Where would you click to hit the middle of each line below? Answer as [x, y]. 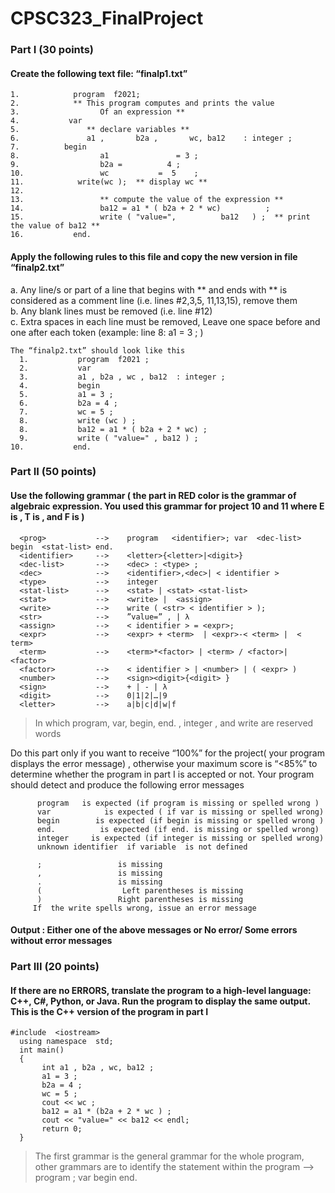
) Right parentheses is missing [140, 899]
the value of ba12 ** [55, 226]
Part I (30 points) [52, 50]
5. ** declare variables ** [100, 130]
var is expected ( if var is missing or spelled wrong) [180, 812]
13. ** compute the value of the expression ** [147, 200]
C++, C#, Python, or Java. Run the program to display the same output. [160, 1001]
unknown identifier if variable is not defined [142, 847]
